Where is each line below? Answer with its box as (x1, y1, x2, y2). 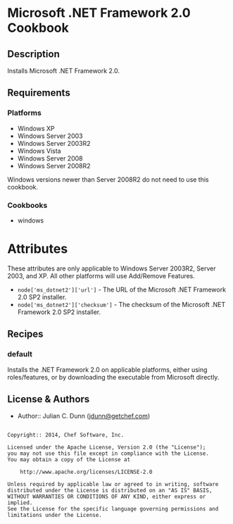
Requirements (7, 87, 70, 99)
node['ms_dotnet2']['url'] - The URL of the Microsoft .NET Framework (17, 285, 227, 294)
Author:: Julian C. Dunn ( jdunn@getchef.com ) (17, 412, 151, 420)
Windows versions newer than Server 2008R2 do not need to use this (7, 175, 209, 184)
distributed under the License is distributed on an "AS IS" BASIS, (7, 487, 213, 494)
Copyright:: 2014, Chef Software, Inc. (7, 432, 125, 439)
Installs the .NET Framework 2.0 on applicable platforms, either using (7, 365, 208, 374)
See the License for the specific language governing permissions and (7, 506, 219, 513)
